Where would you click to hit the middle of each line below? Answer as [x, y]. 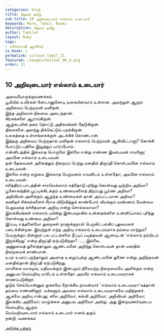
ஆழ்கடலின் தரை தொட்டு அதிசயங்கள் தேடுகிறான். [52, 124]
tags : [11, 42]
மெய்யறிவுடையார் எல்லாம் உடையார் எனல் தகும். [51, 312]
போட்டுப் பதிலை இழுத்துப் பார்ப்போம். [40, 146]
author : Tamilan [22, 33]
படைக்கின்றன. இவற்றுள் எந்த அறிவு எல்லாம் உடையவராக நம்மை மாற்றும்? [76, 229]
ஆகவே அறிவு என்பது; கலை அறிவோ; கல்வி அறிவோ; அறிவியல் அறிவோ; [75, 296]
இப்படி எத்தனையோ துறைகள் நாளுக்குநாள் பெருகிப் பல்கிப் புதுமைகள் [70, 224]
